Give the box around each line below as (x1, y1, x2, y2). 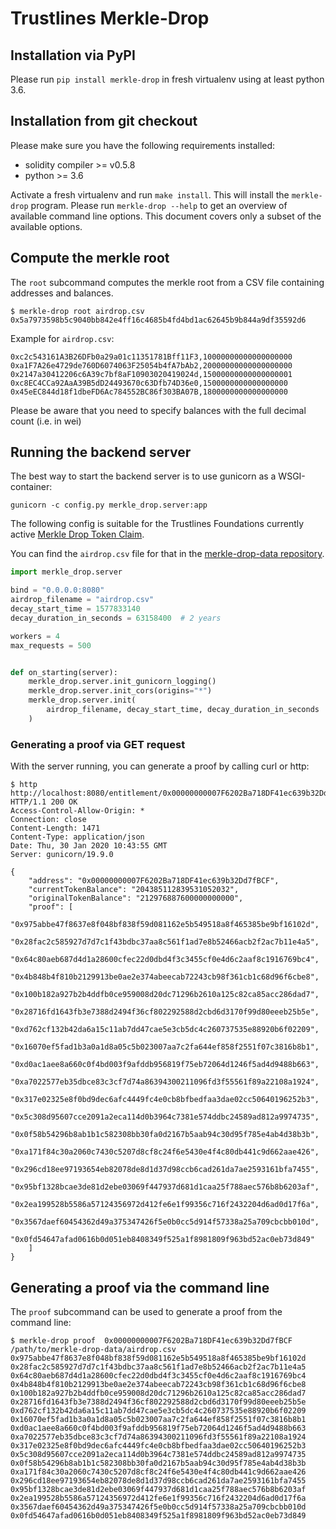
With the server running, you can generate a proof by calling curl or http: (10, 760, 310, 772)
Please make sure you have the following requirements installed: (10, 139, 276, 151)
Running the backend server (10, 444, 192, 461)
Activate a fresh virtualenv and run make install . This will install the (10, 188, 290, 201)
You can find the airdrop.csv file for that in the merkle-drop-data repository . (10, 548, 325, 560)
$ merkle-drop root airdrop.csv (10, 306, 145, 316)
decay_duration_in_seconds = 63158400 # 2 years (10, 613, 222, 623)
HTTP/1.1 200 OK (10, 797, 78, 807)
